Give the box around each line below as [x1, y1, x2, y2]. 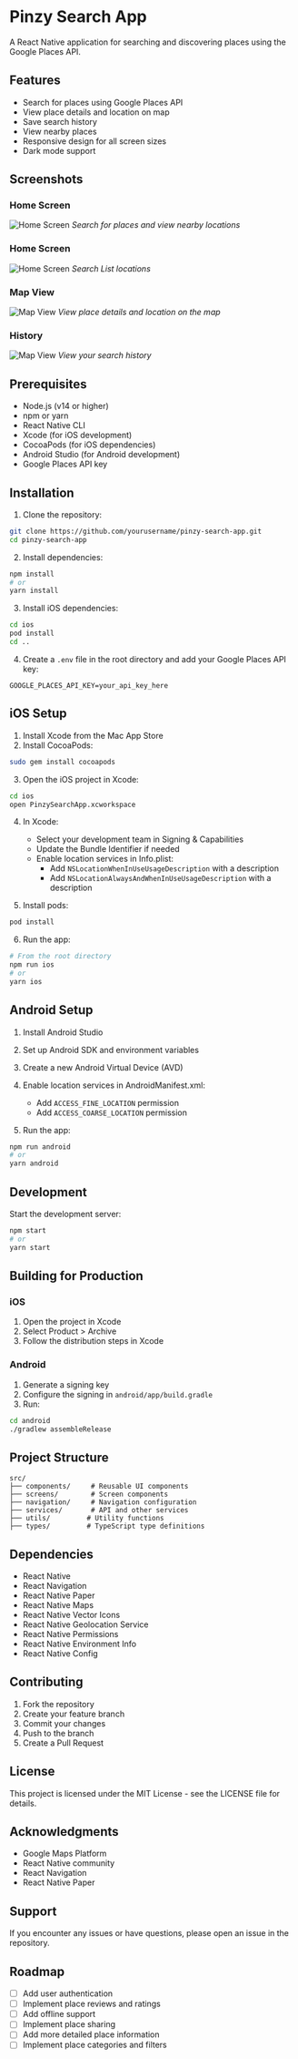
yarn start [9, 1243, 51, 1252]
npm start [9, 1226, 47, 1235]
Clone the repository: [22, 508, 103, 520]
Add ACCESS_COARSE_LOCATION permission [35, 1107, 188, 1118]
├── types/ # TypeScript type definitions [9, 1521, 205, 1531]
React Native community [22, 1858, 115, 1869]
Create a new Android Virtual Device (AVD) [22, 1061, 184, 1072]
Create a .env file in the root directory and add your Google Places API [22, 653, 286, 664]
